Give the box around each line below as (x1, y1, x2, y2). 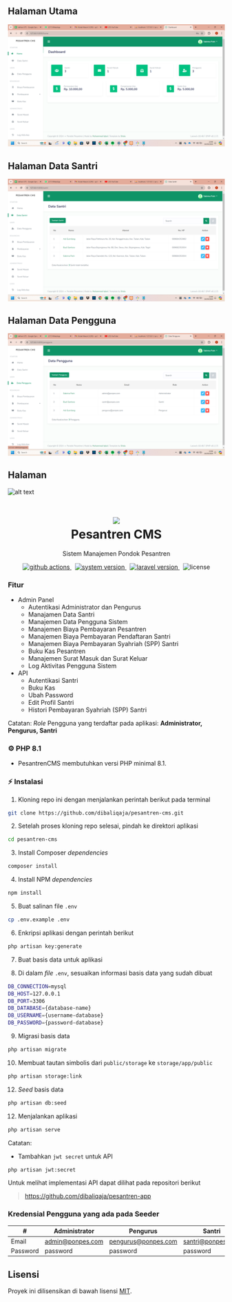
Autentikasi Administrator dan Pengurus (28, 603, 142, 611)
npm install (8, 890, 42, 897)
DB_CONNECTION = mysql (8, 983, 67, 990)
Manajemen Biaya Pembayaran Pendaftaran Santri (28, 632, 171, 641)
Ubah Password (28, 690, 74, 699)
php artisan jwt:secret (8, 1166, 76, 1173)
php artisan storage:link (8, 1073, 82, 1080)
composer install (8, 863, 58, 870)
